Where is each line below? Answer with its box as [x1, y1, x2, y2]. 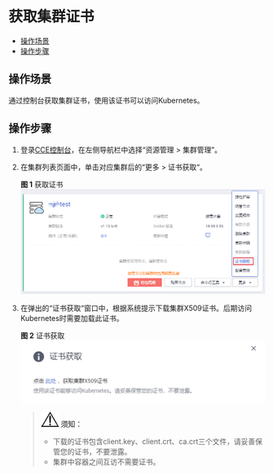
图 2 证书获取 [20, 331, 65, 340]
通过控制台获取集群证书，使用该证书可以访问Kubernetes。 [8, 95, 205, 105]
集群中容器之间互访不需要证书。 [52, 457, 161, 467]
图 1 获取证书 [20, 179, 64, 189]
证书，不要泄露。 [74, 446, 132, 456]
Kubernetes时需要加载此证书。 [20, 313, 124, 323]
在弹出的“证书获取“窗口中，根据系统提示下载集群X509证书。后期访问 [20, 303, 253, 313]
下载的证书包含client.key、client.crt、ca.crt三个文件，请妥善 [52, 437, 256, 446]
